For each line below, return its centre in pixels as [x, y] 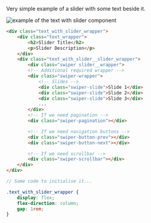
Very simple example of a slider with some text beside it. [76, 9]
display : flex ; [36, 198]
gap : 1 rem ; [31, 209]
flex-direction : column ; [48, 203]
